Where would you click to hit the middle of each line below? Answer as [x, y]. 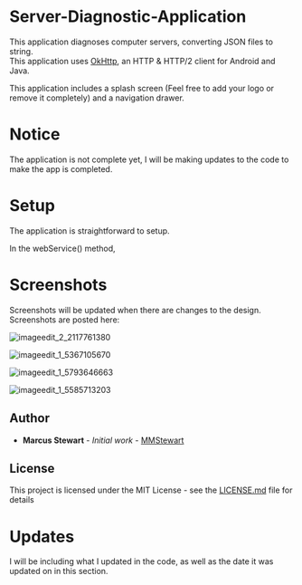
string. [21, 51]
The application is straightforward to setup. [90, 230]
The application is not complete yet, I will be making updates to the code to [149, 159]
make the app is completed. [61, 168]
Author [29, 418]
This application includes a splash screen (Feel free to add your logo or [142, 88]
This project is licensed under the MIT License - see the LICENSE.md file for [151, 490]
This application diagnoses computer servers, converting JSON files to [142, 42]
